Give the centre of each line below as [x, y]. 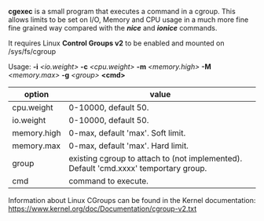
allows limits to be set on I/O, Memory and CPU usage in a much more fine [128, 20]
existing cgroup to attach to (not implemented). [156, 158]
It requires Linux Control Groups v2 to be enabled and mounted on [117, 43]
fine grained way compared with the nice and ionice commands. [113, 28]
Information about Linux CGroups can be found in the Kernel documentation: [132, 200]
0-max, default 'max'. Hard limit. [128, 146]
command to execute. [109, 181]
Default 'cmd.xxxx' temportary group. [138, 168]
